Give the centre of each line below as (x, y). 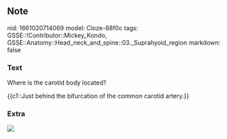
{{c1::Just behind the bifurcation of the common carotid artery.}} (98, 96)
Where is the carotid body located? (57, 83)
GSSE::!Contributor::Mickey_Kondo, (57, 35)
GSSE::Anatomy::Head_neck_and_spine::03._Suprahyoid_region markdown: (114, 42)
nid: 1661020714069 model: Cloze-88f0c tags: (73, 28)
